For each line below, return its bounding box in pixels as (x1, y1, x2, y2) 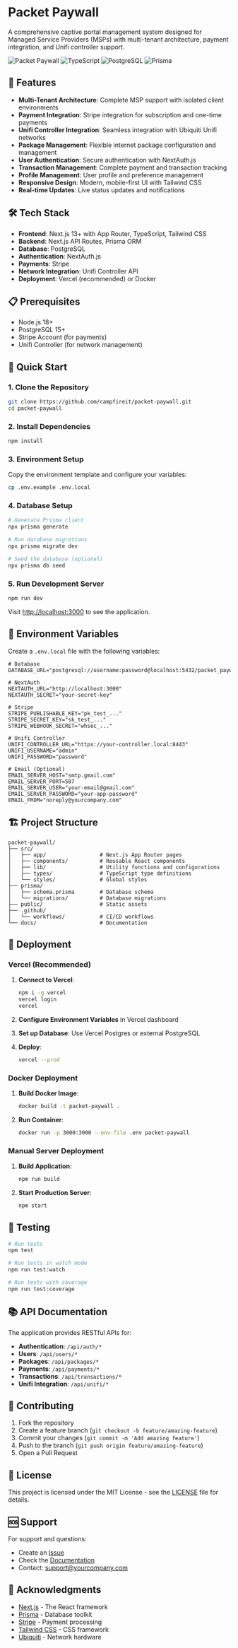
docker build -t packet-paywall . (18, 1102, 120, 1110)
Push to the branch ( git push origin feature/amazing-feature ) (18, 1441, 203, 1449)
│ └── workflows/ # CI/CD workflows (8, 913, 154, 920)
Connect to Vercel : (18, 976, 75, 984)
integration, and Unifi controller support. (8, 42, 125, 51)
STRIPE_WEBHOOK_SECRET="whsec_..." (8, 722, 113, 729)
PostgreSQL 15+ (18, 326, 66, 334)
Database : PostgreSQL (18, 245, 86, 253)
